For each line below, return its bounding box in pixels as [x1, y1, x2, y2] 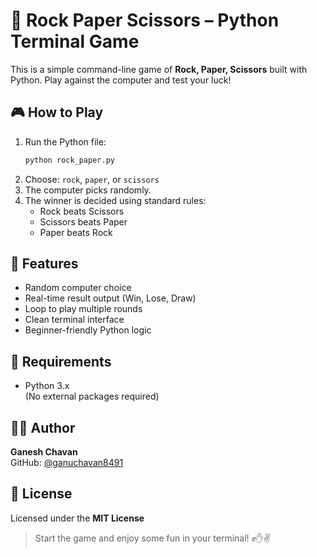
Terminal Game [10, 30, 140, 53]
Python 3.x [24, 380, 70, 392]
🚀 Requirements [10, 353, 112, 370]
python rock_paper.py [24, 155, 115, 165]
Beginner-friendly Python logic [24, 324, 152, 336]
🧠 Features [10, 255, 79, 273]
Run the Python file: [24, 135, 107, 148]
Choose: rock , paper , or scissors [24, 173, 160, 185]
